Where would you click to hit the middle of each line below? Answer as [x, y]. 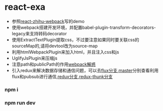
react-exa [25, 7]
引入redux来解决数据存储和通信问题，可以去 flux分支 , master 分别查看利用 [85, 70]
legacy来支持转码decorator [39, 33]
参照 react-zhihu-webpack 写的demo [48, 21]
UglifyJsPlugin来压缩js [34, 58]
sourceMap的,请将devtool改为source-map [55, 46]
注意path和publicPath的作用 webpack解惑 [54, 64]
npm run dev [20, 103]
